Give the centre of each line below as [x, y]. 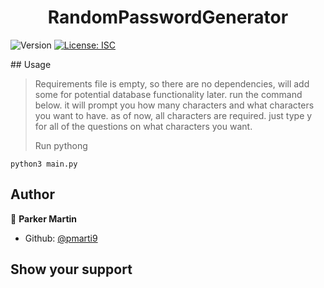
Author [32, 194]
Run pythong [61, 145]
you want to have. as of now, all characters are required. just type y [173, 115]
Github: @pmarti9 [61, 238]
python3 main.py [44, 164]
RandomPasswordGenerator [168, 17]
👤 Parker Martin [44, 218]
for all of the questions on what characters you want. [143, 126]
